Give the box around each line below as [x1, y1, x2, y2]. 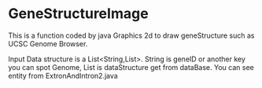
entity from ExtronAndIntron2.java [8, 71, 118, 80]
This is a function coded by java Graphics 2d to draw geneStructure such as [8, 31, 255, 40]
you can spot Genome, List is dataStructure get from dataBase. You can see [8, 62, 254, 71]
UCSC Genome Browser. [8, 38, 88, 48]
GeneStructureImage [8, 5, 149, 23]
